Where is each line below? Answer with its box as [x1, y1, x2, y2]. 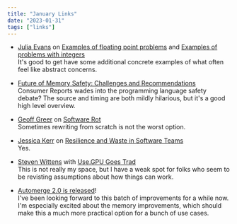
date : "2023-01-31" [7, 17, 65, 24]
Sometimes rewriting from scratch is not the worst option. [17, 123, 186, 131]
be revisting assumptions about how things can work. [17, 172, 174, 181]
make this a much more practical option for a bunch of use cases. [17, 209, 209, 218]
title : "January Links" [7, 10, 78, 18]
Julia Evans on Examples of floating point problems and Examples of [17, 43, 218, 52]
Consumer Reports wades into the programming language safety [17, 86, 207, 95]
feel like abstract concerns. [17, 65, 98, 74]
